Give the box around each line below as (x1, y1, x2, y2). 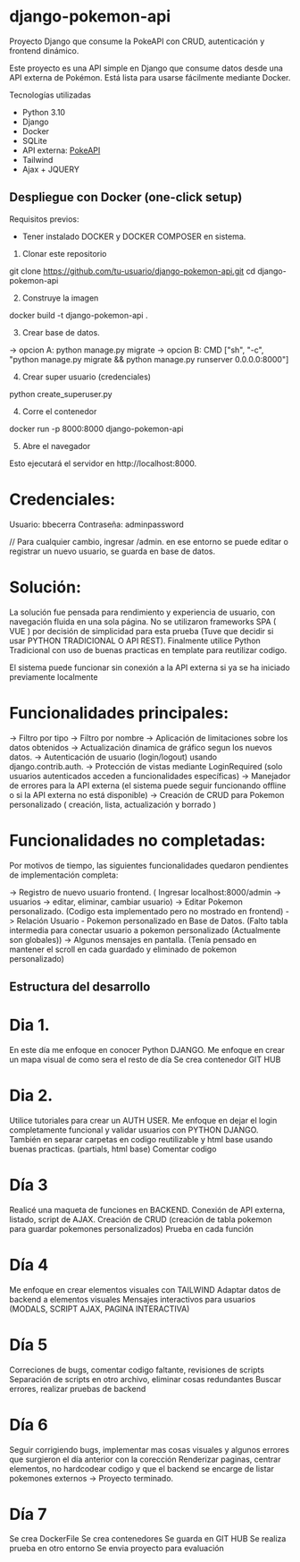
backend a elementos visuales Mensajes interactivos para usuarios (9, 1294, 256, 1304)
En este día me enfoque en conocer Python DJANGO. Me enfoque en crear (9, 1044, 286, 1055)
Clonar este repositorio (21, 248, 107, 259)
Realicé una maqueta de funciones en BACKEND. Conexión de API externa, (9, 1204, 286, 1215)
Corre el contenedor (21, 405, 97, 417)
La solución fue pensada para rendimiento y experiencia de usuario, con (9, 607, 276, 617)
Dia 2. (9, 1085, 54, 1106)
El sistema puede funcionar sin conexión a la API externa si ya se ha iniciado (9, 662, 290, 673)
